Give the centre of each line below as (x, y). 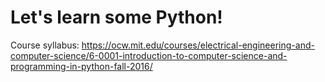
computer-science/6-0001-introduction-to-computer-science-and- (149, 55)
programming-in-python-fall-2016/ (81, 66)
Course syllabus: (45, 45)
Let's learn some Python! (116, 17)
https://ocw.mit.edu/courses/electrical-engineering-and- (198, 45)
